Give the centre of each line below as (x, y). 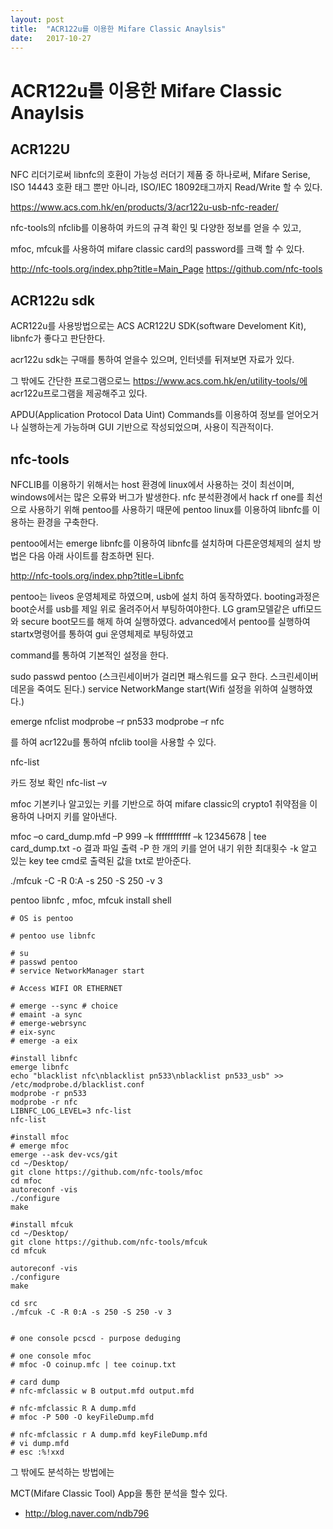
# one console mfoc (51, 1356)
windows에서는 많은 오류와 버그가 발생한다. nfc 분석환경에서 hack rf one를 (157, 497)
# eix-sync (33, 1032)
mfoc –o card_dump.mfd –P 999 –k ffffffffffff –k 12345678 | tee (138, 836)
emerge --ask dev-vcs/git (64, 1155)
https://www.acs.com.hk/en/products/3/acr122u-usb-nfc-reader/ (144, 207)
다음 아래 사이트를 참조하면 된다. (91, 555)
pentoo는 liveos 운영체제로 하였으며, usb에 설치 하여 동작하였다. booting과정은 (165, 596)
